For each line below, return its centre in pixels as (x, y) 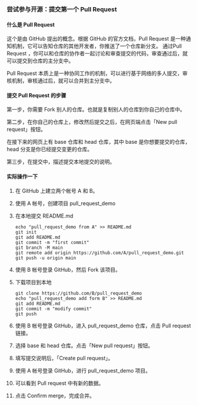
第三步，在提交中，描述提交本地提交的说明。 (61, 162)
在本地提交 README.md (44, 216)
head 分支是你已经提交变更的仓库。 (50, 149)
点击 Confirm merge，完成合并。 (55, 396)
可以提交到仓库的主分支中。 (40, 61)
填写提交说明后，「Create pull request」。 (64, 358)
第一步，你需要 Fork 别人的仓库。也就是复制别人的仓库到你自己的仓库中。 (96, 110)
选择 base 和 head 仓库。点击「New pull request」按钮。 (84, 345)
